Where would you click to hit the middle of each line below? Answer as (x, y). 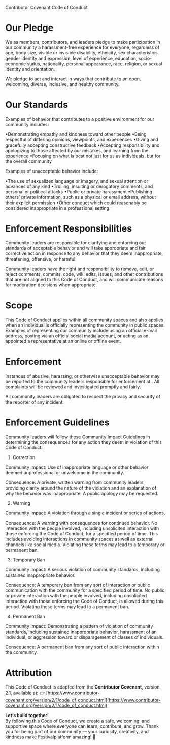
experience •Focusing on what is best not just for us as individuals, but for (83, 156)
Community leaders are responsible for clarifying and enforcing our (76, 242)
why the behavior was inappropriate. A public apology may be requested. (82, 493)
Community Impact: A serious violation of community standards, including (83, 569)
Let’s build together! (27, 715)
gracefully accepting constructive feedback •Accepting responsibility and (82, 145)
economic (16, 64)
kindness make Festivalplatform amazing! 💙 (50, 737)
